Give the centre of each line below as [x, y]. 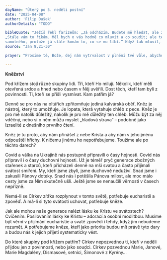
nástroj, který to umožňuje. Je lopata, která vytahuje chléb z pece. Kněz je [81, 109]
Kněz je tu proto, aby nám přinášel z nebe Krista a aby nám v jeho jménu [79, 134]
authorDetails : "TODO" [29, 24]
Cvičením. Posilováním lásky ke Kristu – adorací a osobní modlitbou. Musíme [83, 216]
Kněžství [15, 74]
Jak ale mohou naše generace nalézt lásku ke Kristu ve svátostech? [75, 211]
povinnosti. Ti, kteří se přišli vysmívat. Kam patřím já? [60, 94]
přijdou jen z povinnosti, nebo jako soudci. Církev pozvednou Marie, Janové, [83, 247]
